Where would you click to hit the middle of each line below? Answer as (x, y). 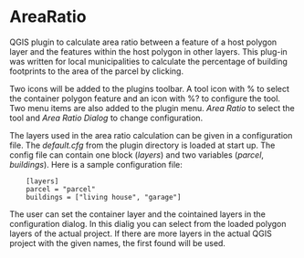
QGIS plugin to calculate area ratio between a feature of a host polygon (143, 42)
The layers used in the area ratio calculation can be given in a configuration (151, 135)
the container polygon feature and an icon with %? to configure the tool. (145, 98)
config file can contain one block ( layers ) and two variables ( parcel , (137, 155)
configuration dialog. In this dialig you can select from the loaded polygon (148, 223)
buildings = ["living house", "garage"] (104, 197)
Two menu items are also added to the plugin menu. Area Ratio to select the (152, 108)
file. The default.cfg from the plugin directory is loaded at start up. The (142, 145)
